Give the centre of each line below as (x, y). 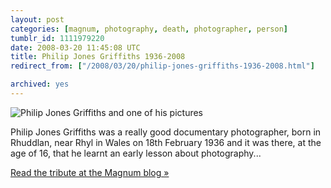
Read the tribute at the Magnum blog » (90, 172)
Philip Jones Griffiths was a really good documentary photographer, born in (166, 132)
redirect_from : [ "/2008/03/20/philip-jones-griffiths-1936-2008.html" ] (162, 66)
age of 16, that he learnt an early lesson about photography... (136, 153)
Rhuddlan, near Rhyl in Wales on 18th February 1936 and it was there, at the (166, 142)
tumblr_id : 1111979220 (57, 38)
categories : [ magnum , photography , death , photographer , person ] (149, 29)
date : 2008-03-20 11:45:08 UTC (75, 47)
